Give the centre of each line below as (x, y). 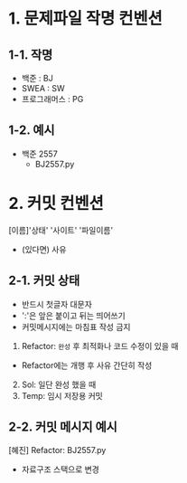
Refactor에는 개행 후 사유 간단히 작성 (87, 365)
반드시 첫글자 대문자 (56, 304)
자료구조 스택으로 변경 (61, 469)
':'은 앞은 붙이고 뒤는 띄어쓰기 (73, 315)
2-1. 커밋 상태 (44, 281)
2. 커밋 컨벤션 (56, 204)
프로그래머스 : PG (52, 99)
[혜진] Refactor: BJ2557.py (57, 450)
